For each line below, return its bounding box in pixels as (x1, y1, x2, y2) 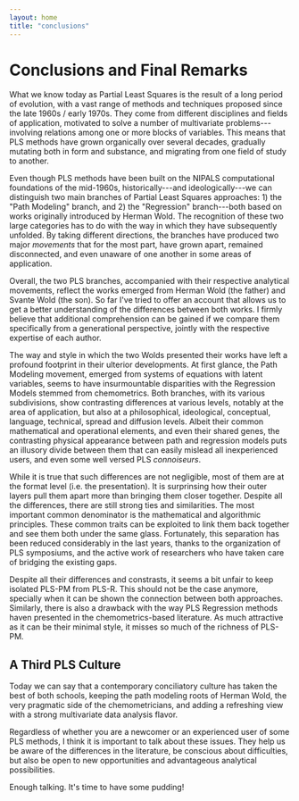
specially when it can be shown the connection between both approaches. (9, 593, 284, 604)
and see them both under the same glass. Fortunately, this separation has (9, 529, 279, 539)
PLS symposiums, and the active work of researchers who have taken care (9, 547, 285, 558)
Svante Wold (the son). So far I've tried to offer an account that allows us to (9, 295, 287, 305)
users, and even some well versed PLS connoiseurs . (9, 455, 202, 465)
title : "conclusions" (9, 21, 90, 30)
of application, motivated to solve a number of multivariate (9, 118, 225, 129)
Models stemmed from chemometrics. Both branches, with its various (9, 388, 266, 398)
